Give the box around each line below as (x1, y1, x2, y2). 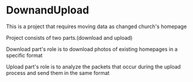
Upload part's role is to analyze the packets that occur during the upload (6, 63, 181, 70)
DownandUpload (6, 4, 89, 17)
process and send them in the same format (6, 69, 110, 76)
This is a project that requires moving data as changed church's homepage (6, 23, 187, 30)
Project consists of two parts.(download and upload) (6, 34, 133, 41)
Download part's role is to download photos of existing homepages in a (6, 45, 178, 53)
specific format (6, 52, 43, 59)
